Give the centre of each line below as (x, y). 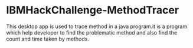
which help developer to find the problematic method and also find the (92, 32)
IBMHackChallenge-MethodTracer (92, 10)
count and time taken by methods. (48, 39)
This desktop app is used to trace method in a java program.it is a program (97, 26)
